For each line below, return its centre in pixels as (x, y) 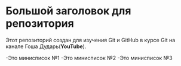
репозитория (40, 23)
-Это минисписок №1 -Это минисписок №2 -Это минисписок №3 (89, 58)
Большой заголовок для (68, 11)
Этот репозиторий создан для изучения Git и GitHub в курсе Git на (90, 40)
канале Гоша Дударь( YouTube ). (46, 46)
